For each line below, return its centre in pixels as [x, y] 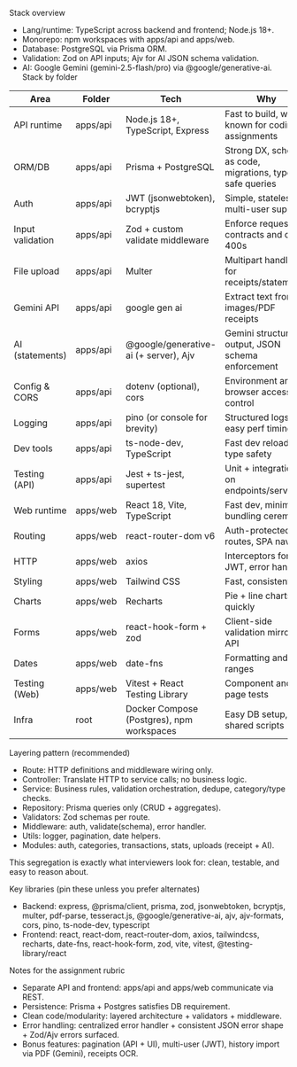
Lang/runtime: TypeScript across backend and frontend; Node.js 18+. [148, 30]
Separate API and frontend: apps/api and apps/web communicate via [148, 988]
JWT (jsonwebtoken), [170, 198]
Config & [32, 386]
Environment [251, 381]
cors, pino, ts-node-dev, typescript [86, 925]
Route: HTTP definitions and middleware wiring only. [118, 770]
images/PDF [250, 308]
